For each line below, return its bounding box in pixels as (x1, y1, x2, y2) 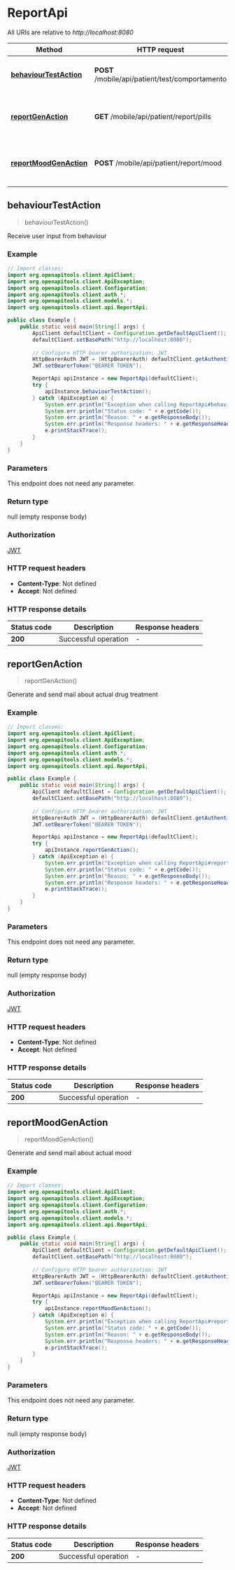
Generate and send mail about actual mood (7, 1149, 131, 1157)
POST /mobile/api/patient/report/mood (94, 158, 222, 167)
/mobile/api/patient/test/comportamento (94, 74, 227, 83)
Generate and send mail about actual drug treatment (7, 690, 159, 698)
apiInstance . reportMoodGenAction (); (44, 1305, 152, 1312)
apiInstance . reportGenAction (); (44, 846, 139, 854)
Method (36, 44, 63, 54)
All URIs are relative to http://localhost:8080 (7, 28, 134, 36)
